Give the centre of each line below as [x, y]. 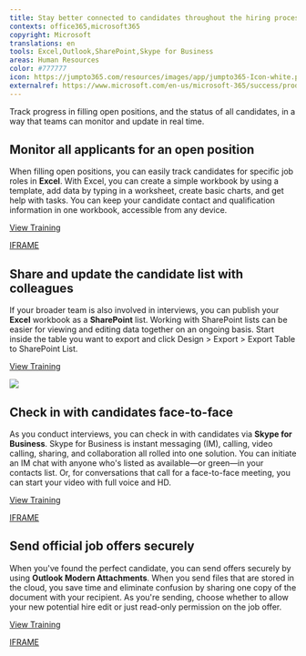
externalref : [34, 86]
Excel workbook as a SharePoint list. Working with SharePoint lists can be [149, 320]
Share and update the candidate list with [127, 274]
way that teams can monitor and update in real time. [107, 121]
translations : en [42, 43]
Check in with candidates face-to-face [122, 412]
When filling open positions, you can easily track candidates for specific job [152, 172]
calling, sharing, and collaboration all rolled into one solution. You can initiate [153, 454]
